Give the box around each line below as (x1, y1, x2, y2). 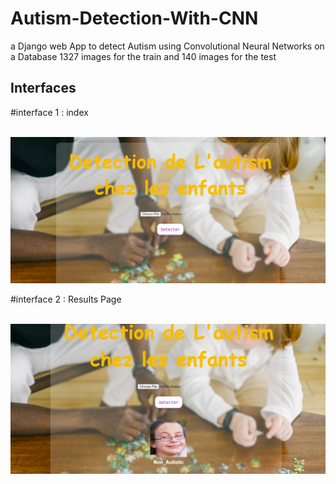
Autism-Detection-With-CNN (10, 7, 259, 30)
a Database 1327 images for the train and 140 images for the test (10, 50, 277, 62)
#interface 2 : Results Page (10, 293, 122, 305)
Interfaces (10, 80, 77, 97)
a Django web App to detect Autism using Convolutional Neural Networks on (10, 40, 325, 52)
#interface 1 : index (10, 106, 89, 118)
